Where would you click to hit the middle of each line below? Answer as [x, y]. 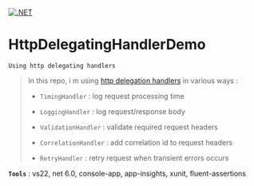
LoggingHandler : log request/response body [113, 111]
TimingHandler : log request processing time [112, 96]
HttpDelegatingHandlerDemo [107, 45]
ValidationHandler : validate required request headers [129, 127]
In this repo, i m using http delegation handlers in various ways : [133, 81]
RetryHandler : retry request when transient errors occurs [134, 158]
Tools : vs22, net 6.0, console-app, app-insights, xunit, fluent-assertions [127, 173]
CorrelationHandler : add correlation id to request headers [136, 142]
